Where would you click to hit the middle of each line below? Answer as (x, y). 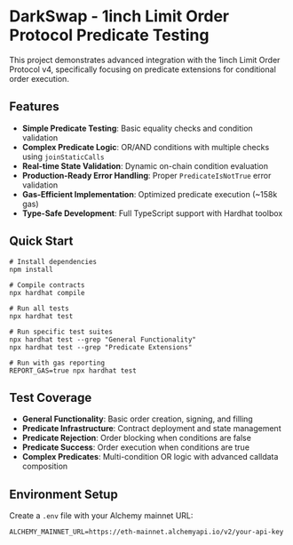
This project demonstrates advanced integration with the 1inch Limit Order (145, 60)
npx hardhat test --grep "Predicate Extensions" (101, 347)
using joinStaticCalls (63, 156)
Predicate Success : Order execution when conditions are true (136, 447)
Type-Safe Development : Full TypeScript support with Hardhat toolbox (152, 213)
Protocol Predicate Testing (109, 35)
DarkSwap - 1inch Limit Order (119, 16)
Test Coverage (51, 397)
